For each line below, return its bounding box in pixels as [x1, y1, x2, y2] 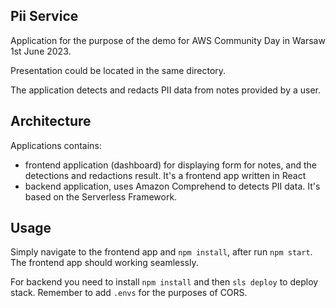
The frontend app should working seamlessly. [10, 257, 199, 269]
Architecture [10, 113, 92, 130]
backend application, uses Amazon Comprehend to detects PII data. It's [24, 180, 321, 192]
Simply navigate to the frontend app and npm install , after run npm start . [10, 246, 313, 258]
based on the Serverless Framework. [24, 190, 178, 203]
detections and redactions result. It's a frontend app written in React [24, 169, 307, 181]
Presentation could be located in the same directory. [10, 64, 227, 76]
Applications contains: [10, 139, 102, 151]
